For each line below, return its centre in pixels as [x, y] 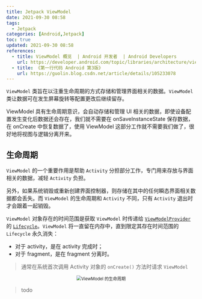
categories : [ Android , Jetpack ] [45, 34]
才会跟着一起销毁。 [30, 206]
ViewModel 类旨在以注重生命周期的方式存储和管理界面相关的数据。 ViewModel [100, 91]
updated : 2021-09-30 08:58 [40, 46]
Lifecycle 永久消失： [32, 234]
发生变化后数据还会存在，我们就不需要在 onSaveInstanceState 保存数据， [102, 119]
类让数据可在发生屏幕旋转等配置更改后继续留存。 [67, 99]
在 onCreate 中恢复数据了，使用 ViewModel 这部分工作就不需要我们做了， [98, 126]
